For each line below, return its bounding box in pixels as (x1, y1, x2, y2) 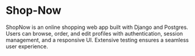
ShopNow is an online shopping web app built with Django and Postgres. (5, 23, 188, 31)
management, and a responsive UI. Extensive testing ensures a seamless (5, 36, 190, 43)
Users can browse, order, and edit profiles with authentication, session (5, 30, 183, 37)
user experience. (5, 43, 48, 50)
